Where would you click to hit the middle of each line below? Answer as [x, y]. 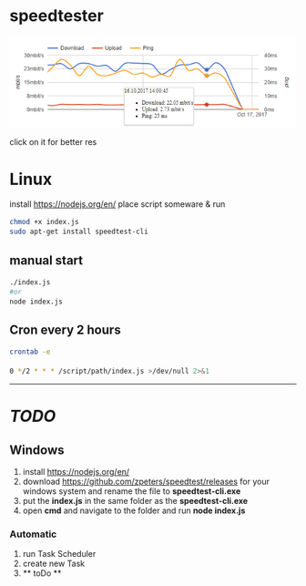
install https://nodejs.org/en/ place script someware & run [117, 204]
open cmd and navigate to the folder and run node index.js [134, 510]
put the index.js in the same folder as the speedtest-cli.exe [135, 501]
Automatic [33, 534]
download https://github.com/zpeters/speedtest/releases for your [146, 481]
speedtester [57, 16]
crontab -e [30, 352]
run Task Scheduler [59, 554]
